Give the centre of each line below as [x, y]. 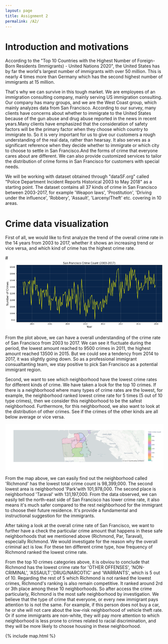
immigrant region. [23, 370]
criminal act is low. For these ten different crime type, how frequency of [79, 547]
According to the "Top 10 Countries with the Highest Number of [71, 61]
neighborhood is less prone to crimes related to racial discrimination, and [81, 621]
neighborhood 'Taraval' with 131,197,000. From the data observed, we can [81, 494]
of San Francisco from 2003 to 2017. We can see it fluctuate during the [78, 343]
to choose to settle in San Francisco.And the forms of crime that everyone [81, 151]
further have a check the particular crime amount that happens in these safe [84, 531]
